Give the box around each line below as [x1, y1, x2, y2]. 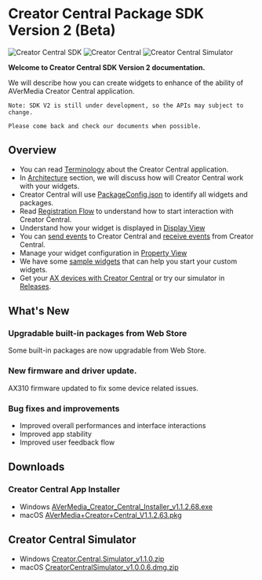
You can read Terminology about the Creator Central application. [19, 164, 229, 174]
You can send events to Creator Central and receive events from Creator [19, 231, 254, 241]
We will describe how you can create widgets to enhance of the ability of [8, 78, 244, 87]
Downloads [8, 460, 65, 474]
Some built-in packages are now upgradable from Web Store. [8, 345, 206, 355]
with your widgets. [19, 181, 80, 190]
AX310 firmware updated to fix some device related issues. [8, 383, 198, 393]
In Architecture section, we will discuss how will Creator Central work [19, 172, 244, 182]
